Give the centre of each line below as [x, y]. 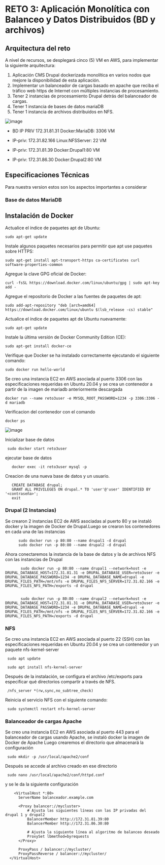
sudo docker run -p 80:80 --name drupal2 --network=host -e [83, 599]
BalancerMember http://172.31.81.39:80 [68, 819]
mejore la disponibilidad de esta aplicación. [56, 80]
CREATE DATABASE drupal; [37, 485]
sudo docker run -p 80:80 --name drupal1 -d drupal [72, 540]
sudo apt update [24, 659]
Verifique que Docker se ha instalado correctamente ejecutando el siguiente [82, 355]
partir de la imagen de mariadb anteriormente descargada [64, 389]
